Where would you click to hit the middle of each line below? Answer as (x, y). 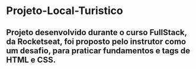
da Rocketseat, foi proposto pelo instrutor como (96, 41)
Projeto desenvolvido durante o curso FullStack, (97, 32)
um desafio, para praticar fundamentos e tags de (98, 51)
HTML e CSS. (31, 60)
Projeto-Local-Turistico (65, 11)
